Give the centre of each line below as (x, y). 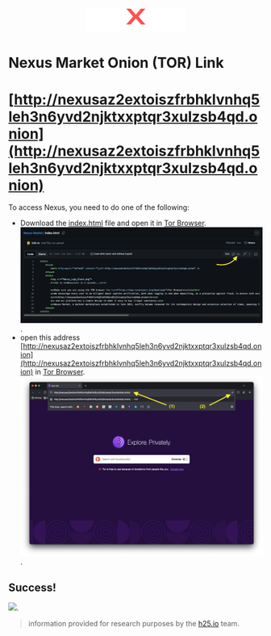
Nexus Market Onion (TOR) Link (116, 63)
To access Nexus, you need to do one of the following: (99, 207)
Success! (32, 587)
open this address (50, 337)
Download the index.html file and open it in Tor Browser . (113, 223)
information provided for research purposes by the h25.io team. (134, 624)
